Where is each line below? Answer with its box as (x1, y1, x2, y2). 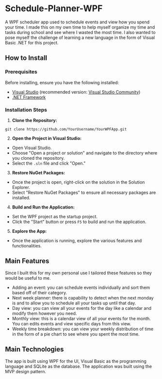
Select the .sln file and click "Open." (12, 160, 86, 166)
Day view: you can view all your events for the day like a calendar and (12, 305, 152, 311)
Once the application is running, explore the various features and (12, 237, 142, 244)
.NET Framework (12, 94, 46, 100)
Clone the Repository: (12, 117, 57, 123)
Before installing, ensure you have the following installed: (5, 79, 119, 85)
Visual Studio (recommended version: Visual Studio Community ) (12, 89, 141, 95)
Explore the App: (12, 228, 47, 234)
